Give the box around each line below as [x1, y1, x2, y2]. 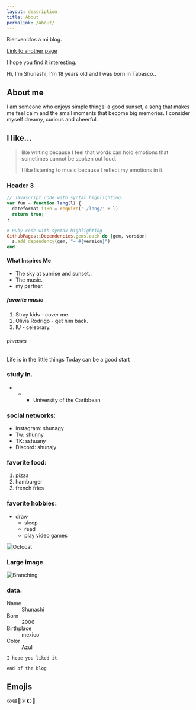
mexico [21, 631, 40, 638]
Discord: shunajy [15, 444, 57, 451]
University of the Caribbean [33, 396, 101, 404]
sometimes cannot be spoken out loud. [21, 155, 117, 162]
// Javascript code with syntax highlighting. [7, 195, 124, 201]
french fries [15, 484, 44, 492]
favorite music [7, 296, 44, 303]
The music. [15, 276, 43, 283]
